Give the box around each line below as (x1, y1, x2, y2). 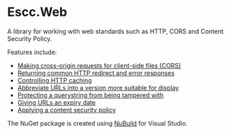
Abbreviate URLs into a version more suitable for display (17, 83, 179, 92)
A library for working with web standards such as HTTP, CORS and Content (7, 27, 224, 35)
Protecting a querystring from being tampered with (17, 91, 164, 99)
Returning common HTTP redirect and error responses (17, 69, 175, 77)
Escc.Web (7, 4, 68, 20)
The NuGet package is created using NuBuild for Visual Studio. (7, 119, 188, 127)
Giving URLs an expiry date (17, 98, 96, 106)
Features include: (7, 48, 57, 56)
